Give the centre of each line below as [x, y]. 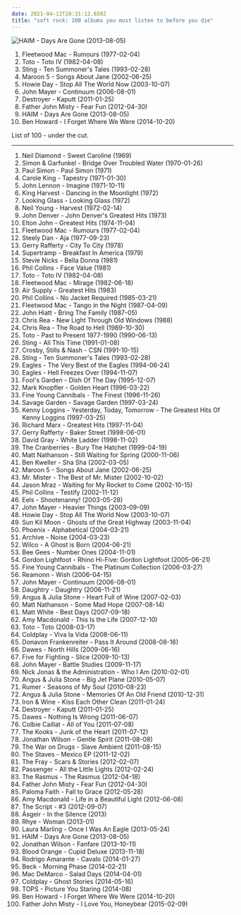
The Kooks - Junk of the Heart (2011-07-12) [85, 732]
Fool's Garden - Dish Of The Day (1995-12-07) [88, 380]
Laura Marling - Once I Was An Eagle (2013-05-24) [95, 829]
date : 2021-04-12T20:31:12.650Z [59, 14]
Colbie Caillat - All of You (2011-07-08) [78, 724]
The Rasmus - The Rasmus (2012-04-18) [81, 776]
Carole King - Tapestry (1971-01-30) [74, 178]
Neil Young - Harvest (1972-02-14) [72, 208]
